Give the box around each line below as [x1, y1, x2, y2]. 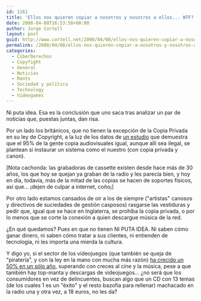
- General [11, 64, 36, 71]
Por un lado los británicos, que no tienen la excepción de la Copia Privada [6, 127, 188, 134]
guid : [6, 37, 20, 43]
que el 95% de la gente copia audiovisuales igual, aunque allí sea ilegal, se [6, 139, 190, 147]
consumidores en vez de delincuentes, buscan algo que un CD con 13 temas [6, 275, 195, 282]
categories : [6, 48, 36, 54]
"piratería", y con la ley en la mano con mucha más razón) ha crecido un [6, 256, 184, 263]
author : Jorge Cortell [6, 25, 63, 32]
